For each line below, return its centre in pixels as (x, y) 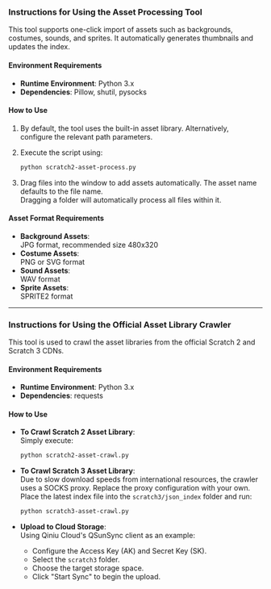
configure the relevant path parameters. (86, 136)
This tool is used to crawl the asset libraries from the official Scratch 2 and (132, 342)
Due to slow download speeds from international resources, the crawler (139, 479)
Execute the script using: (61, 152)
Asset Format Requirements (56, 218)
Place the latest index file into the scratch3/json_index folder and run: (136, 497)
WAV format (40, 279)
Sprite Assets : (44, 287)
